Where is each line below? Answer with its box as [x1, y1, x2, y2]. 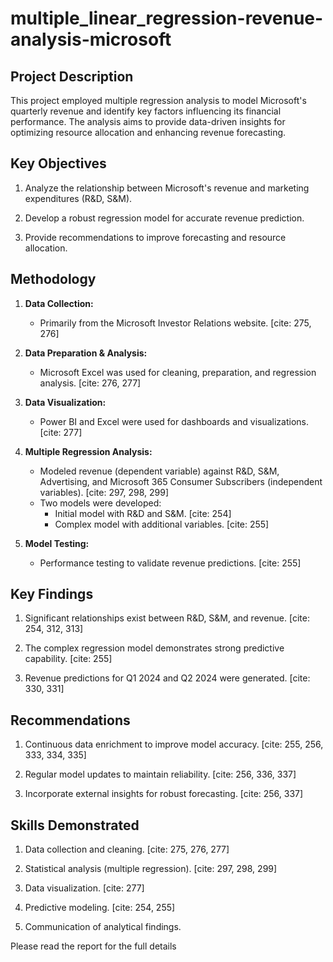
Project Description [10, 68, 134, 85]
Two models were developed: [39, 497, 162, 509]
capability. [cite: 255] [24, 653, 113, 665]
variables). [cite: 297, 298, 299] [39, 486, 170, 498]
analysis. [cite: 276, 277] [39, 377, 142, 389]
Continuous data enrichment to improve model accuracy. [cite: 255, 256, [24, 738, 324, 751]
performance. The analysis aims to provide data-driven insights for [10, 116, 286, 127]
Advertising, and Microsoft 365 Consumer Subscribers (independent [39, 475, 323, 487]
